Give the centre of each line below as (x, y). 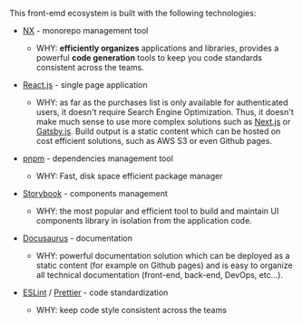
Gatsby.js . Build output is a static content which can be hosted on (158, 131)
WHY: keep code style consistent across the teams (131, 310)
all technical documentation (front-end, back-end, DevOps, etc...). (160, 275)
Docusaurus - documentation (78, 238)
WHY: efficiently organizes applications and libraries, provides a (157, 48)
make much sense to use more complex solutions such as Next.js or (163, 122)
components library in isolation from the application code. (144, 220)
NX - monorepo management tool (85, 30)
